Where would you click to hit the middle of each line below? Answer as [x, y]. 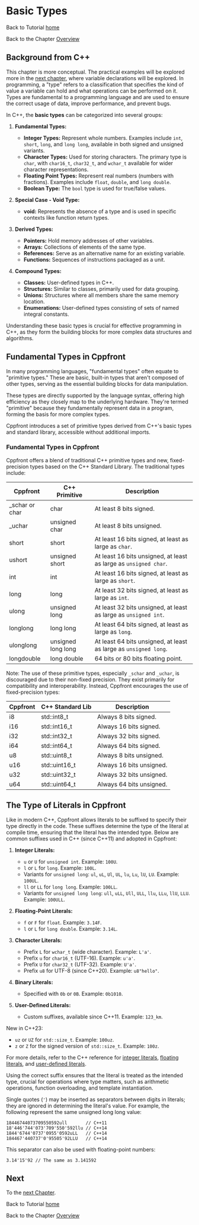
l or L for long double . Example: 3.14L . [70, 929]
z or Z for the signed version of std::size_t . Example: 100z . [87, 1046]
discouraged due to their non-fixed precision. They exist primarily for [90, 679]
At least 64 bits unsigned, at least [141, 641]
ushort [18, 560]
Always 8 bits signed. [127, 716]
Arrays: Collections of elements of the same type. [85, 247]
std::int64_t [57, 745]
